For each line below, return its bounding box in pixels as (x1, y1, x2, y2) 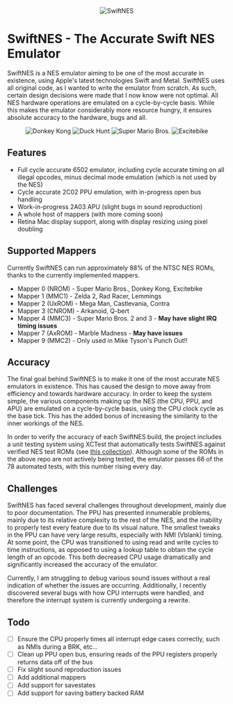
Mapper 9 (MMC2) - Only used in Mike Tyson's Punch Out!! (17, 336, 188, 344)
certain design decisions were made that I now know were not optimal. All (7, 91, 219, 99)
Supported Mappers (7, 245, 97, 257)
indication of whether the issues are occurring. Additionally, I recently (7, 581, 207, 590)
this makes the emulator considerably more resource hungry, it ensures (7, 105, 212, 114)
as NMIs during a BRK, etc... (17, 643, 98, 651)
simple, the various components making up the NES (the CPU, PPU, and (7, 397, 213, 406)
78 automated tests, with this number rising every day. (7, 462, 163, 470)
